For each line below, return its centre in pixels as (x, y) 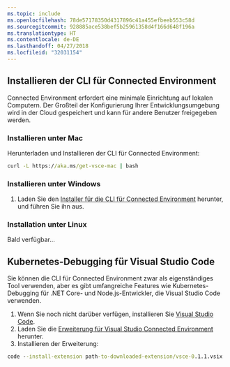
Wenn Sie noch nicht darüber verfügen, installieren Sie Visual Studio (115, 314)
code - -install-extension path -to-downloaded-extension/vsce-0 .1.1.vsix (115, 357)
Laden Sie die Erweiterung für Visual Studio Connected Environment (115, 329)
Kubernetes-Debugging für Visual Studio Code (111, 261)
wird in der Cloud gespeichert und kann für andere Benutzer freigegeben (112, 112)
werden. (19, 120)
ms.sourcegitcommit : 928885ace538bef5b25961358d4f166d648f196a (101, 27)
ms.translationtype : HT (42, 33)
